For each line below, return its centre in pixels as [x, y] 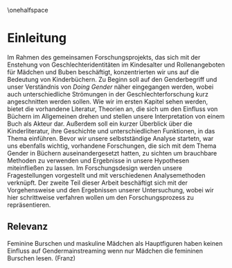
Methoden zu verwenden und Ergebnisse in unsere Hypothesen [98, 160]
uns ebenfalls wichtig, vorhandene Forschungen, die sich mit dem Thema [112, 146]
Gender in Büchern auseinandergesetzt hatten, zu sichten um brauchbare [112, 153]
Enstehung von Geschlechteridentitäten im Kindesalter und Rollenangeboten [116, 65]
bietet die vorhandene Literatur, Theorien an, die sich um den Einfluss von [113, 109]
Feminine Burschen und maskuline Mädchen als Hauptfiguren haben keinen [115, 243]
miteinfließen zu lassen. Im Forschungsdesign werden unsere [95, 168]
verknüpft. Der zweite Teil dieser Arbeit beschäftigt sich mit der [98, 183]
